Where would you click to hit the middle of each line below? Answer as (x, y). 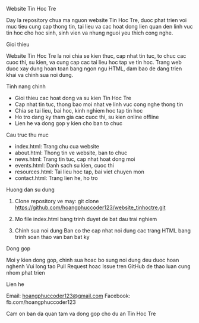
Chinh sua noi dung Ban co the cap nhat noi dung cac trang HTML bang (103, 231)
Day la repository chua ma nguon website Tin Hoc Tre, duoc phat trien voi (97, 20)
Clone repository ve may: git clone (57, 201)
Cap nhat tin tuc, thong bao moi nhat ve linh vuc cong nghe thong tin (99, 104)
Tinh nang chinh (26, 86)
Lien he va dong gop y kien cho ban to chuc (69, 123)
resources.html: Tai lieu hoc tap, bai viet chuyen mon (79, 172)
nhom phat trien (26, 273)
